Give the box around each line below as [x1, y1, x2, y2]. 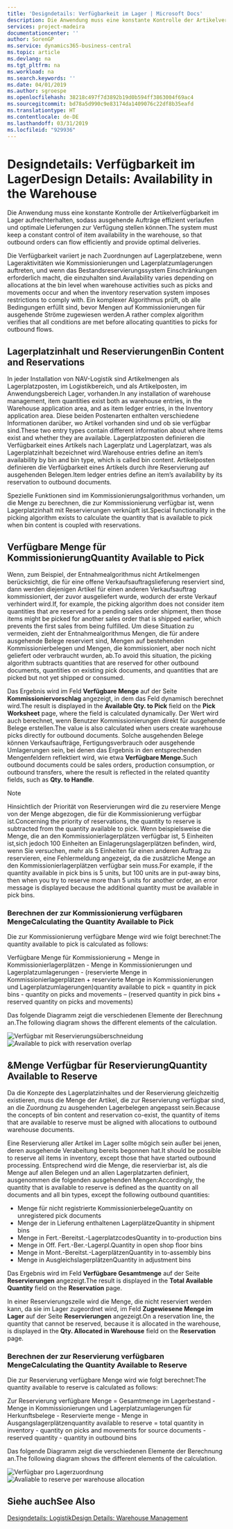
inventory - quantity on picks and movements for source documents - [7, 1426, 207, 1435]
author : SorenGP [7, 36, 54, 43]
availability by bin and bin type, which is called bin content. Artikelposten [7, 456, 215, 464]
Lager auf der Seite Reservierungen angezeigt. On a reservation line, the [7, 1312, 215, 1321]
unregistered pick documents [17, 1212, 102, 1220]
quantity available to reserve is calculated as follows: [7, 1383, 158, 1392]
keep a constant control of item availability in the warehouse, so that [7, 230, 202, 239]
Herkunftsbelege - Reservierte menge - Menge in [7, 1412, 148, 1420]
